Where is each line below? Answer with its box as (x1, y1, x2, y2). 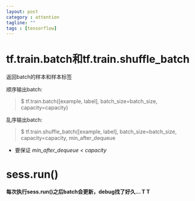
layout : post (6, 8, 39, 15)
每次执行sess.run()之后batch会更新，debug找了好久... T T (6, 188, 150, 196)
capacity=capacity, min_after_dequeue (20, 135, 116, 142)
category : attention (6, 14, 60, 20)
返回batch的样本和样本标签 (6, 74, 72, 81)
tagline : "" (6, 20, 36, 25)
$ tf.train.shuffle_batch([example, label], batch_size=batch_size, (20, 128, 177, 135)
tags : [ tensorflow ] (6, 25, 57, 31)
